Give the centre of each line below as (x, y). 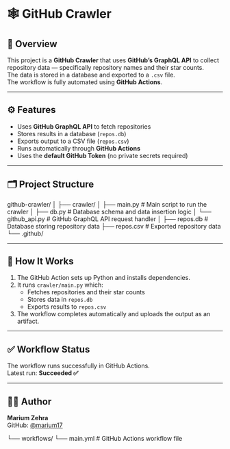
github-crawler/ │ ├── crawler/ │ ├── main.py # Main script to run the (107, 204)
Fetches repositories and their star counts (86, 292)
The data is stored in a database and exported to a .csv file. (91, 75)
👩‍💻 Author (29, 401)
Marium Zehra (28, 418)
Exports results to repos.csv (67, 307)
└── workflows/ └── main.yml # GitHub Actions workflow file (95, 439)
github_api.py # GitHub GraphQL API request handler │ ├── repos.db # (108, 219)
